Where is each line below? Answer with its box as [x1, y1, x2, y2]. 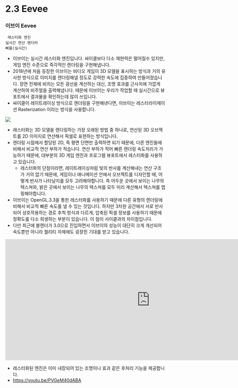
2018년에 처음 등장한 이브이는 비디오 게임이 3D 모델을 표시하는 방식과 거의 [12, 68, 161, 74]
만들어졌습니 [137, 74, 163, 81]
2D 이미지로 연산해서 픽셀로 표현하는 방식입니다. [22, 133, 118, 139]
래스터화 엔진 [7, 35, 31, 40]
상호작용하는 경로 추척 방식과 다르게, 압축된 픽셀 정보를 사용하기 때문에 [22, 210, 162, 216]
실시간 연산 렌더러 [5, 40, 38, 46]
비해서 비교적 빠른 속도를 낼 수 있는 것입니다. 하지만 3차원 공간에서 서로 [12, 203, 154, 210]
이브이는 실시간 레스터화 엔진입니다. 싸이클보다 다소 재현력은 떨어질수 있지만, [12, 56, 165, 62]
